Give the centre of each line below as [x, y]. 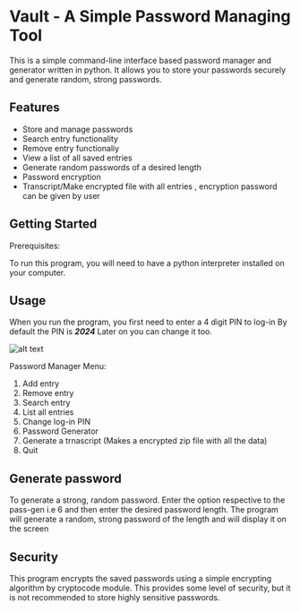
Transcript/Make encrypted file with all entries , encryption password [150, 186]
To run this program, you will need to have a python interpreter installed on [147, 263]
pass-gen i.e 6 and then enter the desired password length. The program [144, 510]
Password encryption [61, 177]
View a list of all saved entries [77, 158]
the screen [29, 529]
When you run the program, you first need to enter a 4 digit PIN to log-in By [149, 322]
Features [34, 108]
